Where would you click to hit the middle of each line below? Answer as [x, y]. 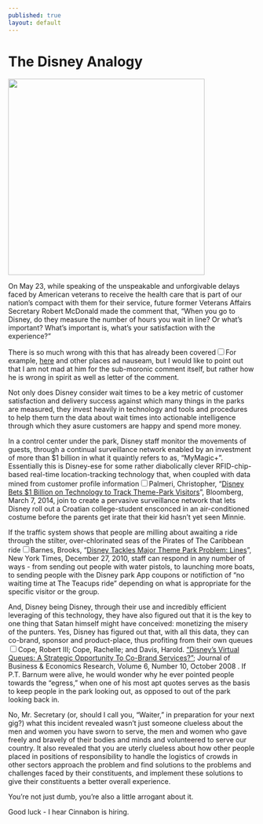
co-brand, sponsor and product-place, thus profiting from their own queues [131, 640]
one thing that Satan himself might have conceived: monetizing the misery [128, 624]
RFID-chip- [234, 466]
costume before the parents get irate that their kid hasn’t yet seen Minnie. [127, 517]
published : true [35, 15]
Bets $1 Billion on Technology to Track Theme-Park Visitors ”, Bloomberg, [126, 492]
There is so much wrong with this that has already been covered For [122, 352]
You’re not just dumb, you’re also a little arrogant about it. [101, 797]
